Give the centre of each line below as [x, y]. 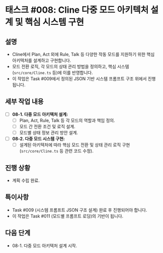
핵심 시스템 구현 [54, 22]
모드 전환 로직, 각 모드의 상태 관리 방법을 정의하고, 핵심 [64, 67]
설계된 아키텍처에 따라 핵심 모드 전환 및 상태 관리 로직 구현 [75, 145]
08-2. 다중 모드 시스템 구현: [38, 139]
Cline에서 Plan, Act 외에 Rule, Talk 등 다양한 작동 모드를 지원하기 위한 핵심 [83, 54]
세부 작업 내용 [24, 102]
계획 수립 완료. [26, 180]
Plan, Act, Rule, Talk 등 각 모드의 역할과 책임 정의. [67, 120]
